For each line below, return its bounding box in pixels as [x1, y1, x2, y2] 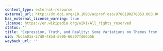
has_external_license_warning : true [5, 16, 79, 21]
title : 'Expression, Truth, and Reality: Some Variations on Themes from [5, 30, 158, 34]
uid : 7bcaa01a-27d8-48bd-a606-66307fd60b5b [5, 34, 95, 39]
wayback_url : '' [5, 39, 38, 44]
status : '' [5, 25, 27, 30]
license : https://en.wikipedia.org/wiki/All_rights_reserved [5, 20, 131, 26]
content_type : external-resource [5, 7, 73, 12]
